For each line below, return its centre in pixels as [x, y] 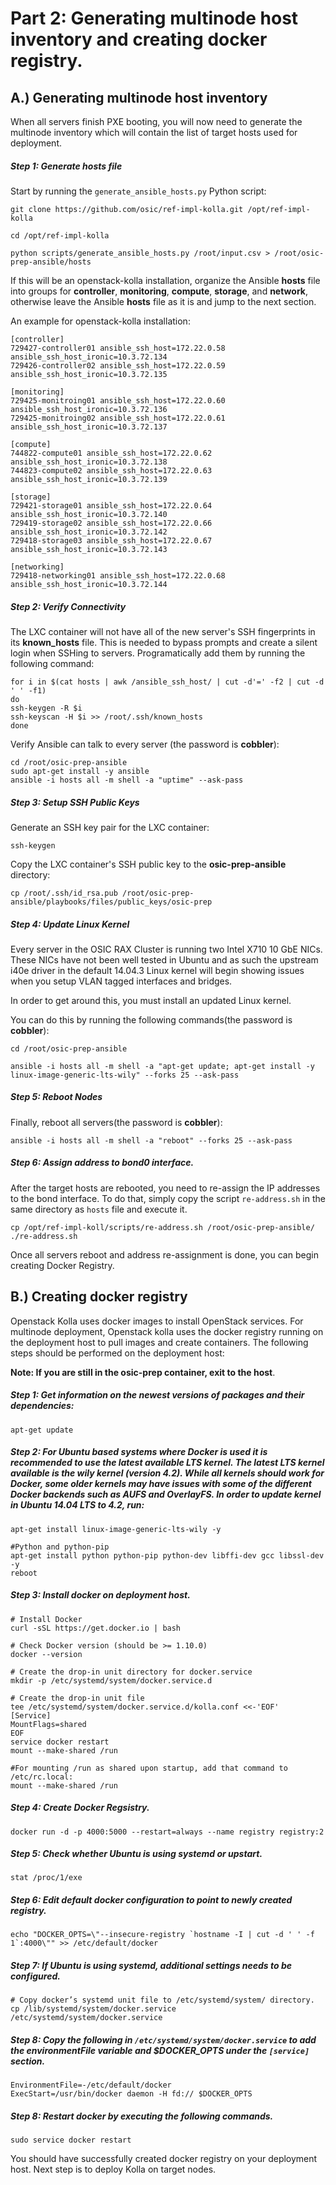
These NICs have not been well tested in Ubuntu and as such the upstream [164, 959]
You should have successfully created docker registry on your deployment [164, 2159]
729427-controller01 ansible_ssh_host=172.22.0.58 [118, 348]
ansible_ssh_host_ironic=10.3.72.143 [89, 549]
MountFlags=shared [48, 1724]
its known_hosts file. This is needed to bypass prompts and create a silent [164, 642]
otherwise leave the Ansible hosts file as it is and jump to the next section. [163, 301]
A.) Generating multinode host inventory [139, 97]
